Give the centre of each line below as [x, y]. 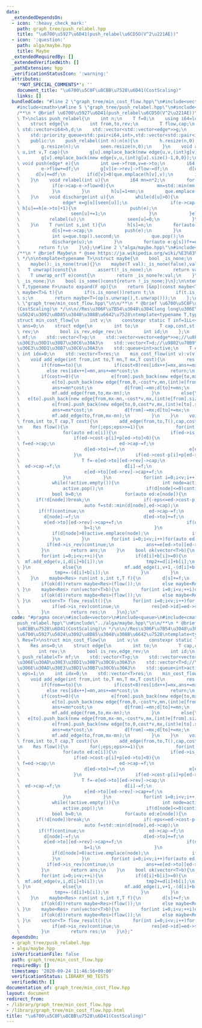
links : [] [29, 96]
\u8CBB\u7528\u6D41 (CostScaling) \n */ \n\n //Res [78, 629]
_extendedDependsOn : [37, 17]
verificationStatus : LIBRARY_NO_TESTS [60, 977]
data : [13, 12]
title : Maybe [33, 51]
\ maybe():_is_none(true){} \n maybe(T [74, 264]
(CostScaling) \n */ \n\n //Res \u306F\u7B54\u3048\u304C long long [98, 309]
